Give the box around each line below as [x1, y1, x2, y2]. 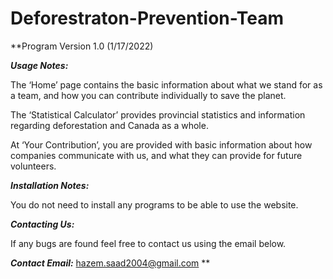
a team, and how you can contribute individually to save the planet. [10, 89, 287, 101]
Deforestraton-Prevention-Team [10, 7, 284, 30]
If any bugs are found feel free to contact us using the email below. [10, 237, 287, 249]
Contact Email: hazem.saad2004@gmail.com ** [10, 257, 211, 269]
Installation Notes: [10, 179, 90, 191]
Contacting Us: [10, 218, 75, 230]
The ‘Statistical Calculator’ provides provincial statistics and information [10, 108, 306, 121]
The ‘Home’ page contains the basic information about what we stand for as [10, 78, 323, 91]
